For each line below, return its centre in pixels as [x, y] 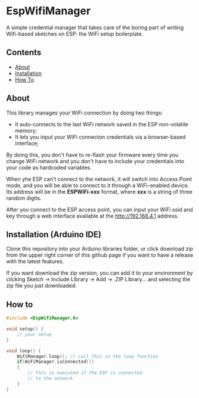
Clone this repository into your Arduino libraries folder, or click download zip [100, 249]
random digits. [24, 198]
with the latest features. [35, 262]
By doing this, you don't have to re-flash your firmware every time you [92, 155]
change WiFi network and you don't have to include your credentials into [95, 161]
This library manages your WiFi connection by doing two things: [85, 113]
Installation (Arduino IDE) [54, 234]
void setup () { [25, 329]
